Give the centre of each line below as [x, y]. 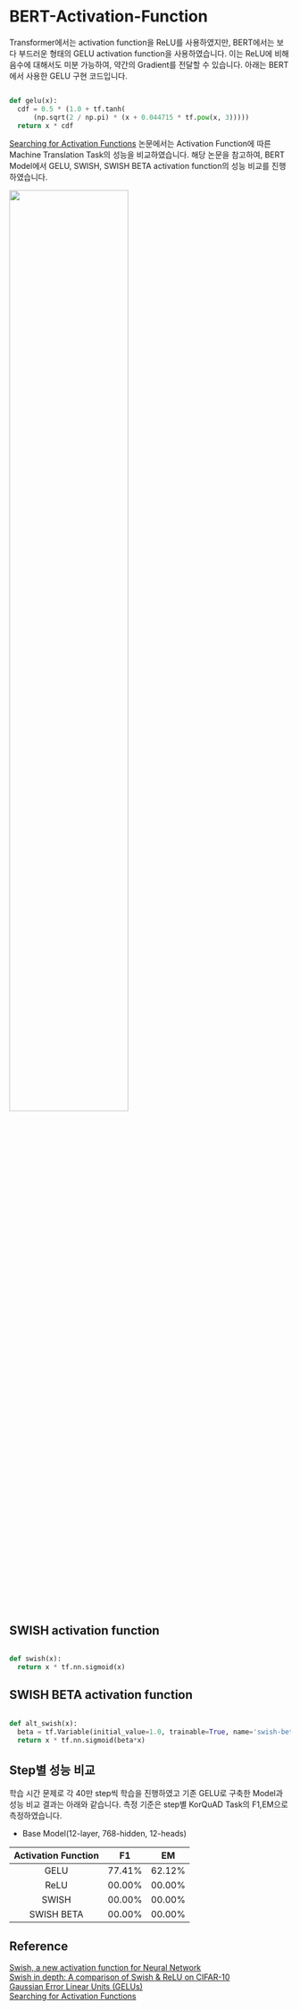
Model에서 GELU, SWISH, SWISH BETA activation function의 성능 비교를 [139, 166]
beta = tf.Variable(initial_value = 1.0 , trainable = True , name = [135, 1732]
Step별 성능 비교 [52, 1770]
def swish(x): [36, 1659]
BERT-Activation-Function [108, 17]
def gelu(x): [33, 100]
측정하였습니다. [36, 1816]
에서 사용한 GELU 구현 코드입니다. [68, 76]
